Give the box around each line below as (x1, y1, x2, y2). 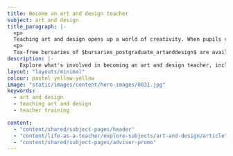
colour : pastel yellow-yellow (7, 74, 95, 82)
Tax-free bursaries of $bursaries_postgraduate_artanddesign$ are (13, 49, 209, 56)
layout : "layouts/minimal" (7, 68, 85, 75)
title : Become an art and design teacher (7, 10, 129, 17)
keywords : (7, 87, 36, 94)
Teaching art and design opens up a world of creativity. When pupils (13, 36, 222, 43)
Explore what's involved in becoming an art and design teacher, (19, 62, 213, 69)
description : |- (7, 55, 54, 62)
